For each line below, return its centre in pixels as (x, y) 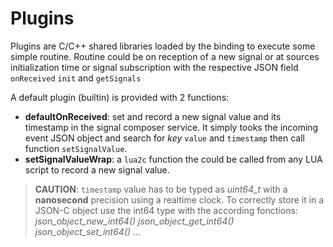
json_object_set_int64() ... (88, 231)
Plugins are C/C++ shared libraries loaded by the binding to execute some (163, 46)
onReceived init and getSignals (76, 78)
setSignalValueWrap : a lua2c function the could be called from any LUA (173, 159)
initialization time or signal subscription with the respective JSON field (154, 67)
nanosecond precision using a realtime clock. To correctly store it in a (179, 199)
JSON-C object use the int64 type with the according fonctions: (166, 210)
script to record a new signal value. (97, 169)
